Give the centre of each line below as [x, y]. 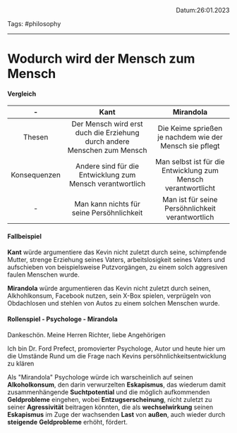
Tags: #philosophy [34, 24]
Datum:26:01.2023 [203, 10]
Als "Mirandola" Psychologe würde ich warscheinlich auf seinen [101, 377]
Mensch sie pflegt [190, 146]
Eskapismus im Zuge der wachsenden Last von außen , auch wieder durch [116, 414]
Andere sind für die [107, 166]
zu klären [21, 363]
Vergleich [22, 94]
